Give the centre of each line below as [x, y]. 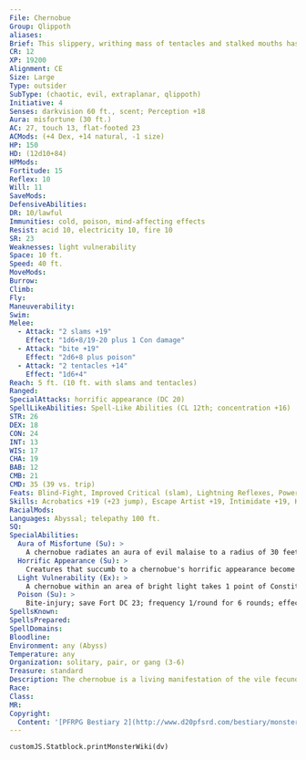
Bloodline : [30, 637]
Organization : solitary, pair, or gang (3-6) [97, 662]
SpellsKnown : [34, 612]
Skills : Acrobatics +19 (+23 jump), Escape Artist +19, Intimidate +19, [150, 501]
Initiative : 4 [36, 103]
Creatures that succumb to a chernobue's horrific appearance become [161, 569]
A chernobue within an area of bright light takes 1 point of [146, 586]
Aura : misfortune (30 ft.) [61, 120]
